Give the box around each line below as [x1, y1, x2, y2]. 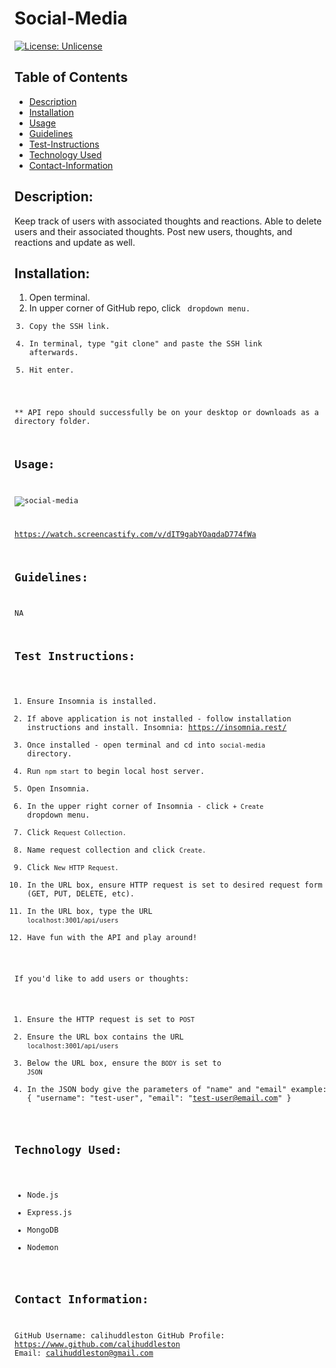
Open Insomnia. [27, 783, 91, 794]
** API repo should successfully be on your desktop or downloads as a [14, 408, 319, 418]
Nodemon [27, 1242, 59, 1252]
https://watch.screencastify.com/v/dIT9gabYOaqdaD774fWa [14, 529, 257, 539]
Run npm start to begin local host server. [27, 766, 206, 776]
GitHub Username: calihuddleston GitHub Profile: [14, 1330, 226, 1341]
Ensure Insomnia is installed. [27, 696, 157, 706]
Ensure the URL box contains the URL [27, 1032, 184, 1042]
